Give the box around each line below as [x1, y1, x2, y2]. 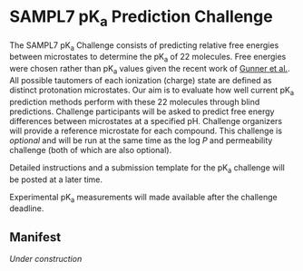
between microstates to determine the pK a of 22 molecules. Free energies [9, 52, 287, 64]
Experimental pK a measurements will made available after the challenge [9, 191, 279, 205]
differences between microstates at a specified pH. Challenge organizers [9, 115, 283, 126]
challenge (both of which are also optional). [9, 144, 172, 155]
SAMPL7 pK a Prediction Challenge [9, 6, 274, 30]
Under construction [9, 254, 83, 265]
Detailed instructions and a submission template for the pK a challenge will [9, 161, 286, 175]
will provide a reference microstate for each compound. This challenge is [9, 125, 283, 136]
